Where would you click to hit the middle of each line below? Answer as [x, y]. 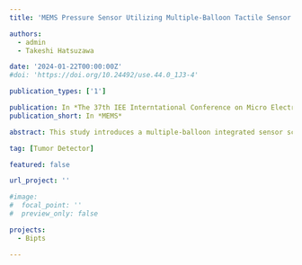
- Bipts [32, 238]
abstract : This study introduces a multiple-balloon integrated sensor [146, 132]
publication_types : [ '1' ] [58, 92]
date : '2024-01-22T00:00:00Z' [66, 67]
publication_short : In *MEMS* [66, 116]
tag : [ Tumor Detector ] [52, 148]
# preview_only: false [54, 214]
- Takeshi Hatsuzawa [56, 50]
